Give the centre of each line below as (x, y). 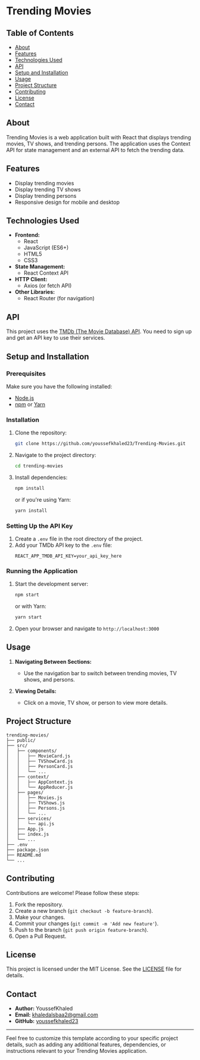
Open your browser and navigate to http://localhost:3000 (87, 629)
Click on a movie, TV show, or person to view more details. (96, 702)
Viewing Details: (35, 691)
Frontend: (27, 235)
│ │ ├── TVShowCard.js (40, 761)
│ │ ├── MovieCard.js (38, 756)
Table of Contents (40, 33)
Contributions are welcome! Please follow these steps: (73, 893)
